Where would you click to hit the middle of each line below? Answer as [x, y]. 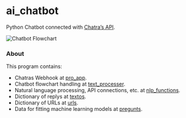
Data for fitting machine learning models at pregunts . [78, 109]
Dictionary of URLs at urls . [46, 103]
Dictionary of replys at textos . [50, 97]
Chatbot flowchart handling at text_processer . [70, 84]
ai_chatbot [32, 11]
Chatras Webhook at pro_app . [50, 78]
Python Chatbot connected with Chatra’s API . [61, 27]
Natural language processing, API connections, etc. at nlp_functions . [97, 90]
